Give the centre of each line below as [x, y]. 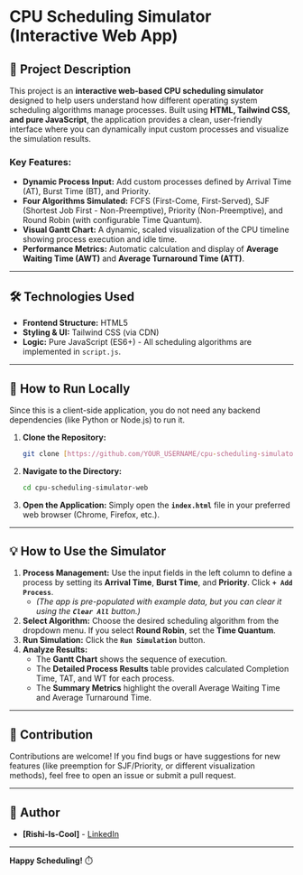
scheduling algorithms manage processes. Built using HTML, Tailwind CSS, [150, 110]
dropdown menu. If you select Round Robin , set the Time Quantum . [149, 630]
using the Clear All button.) [88, 611]
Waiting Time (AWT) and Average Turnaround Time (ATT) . [133, 258]
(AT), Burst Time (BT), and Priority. [87, 191]
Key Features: [41, 162]
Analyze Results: [55, 650]
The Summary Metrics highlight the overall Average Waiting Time [158, 688]
